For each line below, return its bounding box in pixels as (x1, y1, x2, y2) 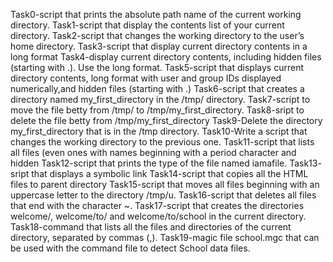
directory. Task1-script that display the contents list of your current (10, 19, 285, 31)
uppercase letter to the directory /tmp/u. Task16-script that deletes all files (10, 189, 317, 201)
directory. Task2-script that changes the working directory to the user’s (10, 30, 305, 41)
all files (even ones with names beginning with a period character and (10, 147, 297, 158)
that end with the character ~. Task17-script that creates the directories (10, 200, 305, 211)
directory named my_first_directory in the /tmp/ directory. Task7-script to (10, 94, 311, 105)
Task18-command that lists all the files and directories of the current (10, 221, 292, 233)
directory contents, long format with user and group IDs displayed (10, 72, 282, 84)
